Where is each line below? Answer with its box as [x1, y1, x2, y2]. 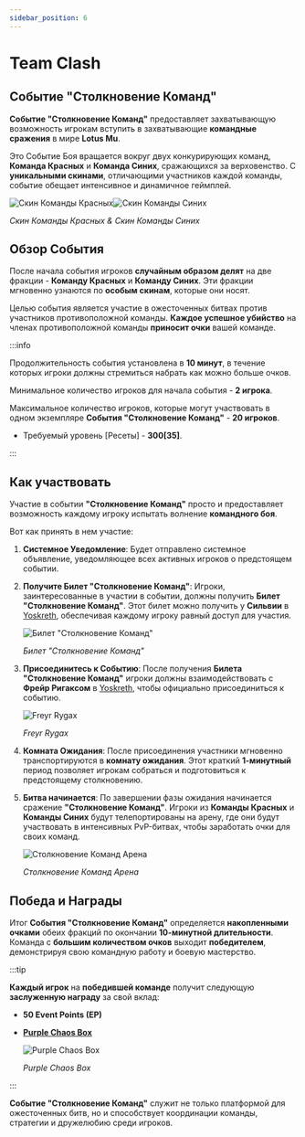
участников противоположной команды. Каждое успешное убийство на [9, 313, 297, 324]
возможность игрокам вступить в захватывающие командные [9, 122, 258, 133]
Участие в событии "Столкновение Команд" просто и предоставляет [9, 499, 284, 510]
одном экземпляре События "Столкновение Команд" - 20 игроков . [9, 412, 280, 423]
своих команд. [22, 831, 80, 842]
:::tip [9, 964, 26, 975]
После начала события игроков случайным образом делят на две [9, 266, 272, 277]
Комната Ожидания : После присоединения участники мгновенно [22, 746, 283, 757]
